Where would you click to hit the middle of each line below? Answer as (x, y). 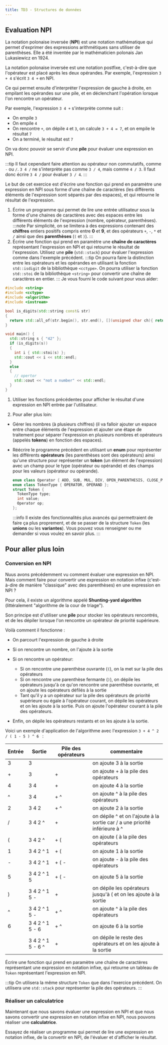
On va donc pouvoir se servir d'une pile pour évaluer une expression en (79, 149)
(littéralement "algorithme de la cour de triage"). (54, 605)
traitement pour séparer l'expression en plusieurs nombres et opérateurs (87, 434)
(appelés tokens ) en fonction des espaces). (57, 440)
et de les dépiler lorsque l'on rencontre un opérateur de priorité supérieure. (82, 620)
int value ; (28, 499)
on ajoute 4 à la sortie (118, 785)
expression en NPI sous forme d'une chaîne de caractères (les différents (80, 189)
